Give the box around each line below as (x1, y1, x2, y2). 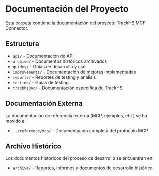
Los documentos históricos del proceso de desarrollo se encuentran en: (5, 155, 154, 161)
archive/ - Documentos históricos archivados (12, 58, 107, 64)
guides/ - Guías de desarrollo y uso (12, 63, 86, 69)
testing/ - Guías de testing (12, 79, 69, 85)
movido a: (5, 118, 26, 124)
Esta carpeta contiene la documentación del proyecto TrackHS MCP (5, 20, 146, 26)
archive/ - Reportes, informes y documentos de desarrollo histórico (12, 165, 153, 171)
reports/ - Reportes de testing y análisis (12, 74, 96, 80)
